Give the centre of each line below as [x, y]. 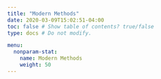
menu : [15, 46]
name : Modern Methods [51, 59]
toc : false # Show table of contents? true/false [81, 26]
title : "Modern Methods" [43, 14]
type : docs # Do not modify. [49, 33]
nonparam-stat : [36, 52]
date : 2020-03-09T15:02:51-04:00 [56, 20]
